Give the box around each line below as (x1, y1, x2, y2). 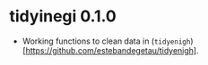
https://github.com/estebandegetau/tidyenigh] (25, 45, 197, 55)
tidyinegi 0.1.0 (9, 6, 117, 27)
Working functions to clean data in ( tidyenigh (22, 36, 191, 46)
